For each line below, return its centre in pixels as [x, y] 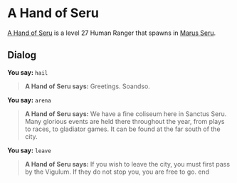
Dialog [22, 55]
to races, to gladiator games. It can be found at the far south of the [122, 129]
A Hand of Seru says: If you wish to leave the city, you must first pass [127, 164]
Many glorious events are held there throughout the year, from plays [125, 121]
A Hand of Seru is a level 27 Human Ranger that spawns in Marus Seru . [112, 33]
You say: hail [28, 72]
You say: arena [29, 100]
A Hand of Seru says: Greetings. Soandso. [88, 86]
